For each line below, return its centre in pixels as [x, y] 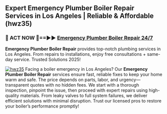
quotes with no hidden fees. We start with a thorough [84, 85]
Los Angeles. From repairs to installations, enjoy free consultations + [76, 54]
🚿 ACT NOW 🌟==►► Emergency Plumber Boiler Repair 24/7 [79, 38]
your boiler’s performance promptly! [42, 106]
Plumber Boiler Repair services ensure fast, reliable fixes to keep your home [84, 74]
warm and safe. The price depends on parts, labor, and [62, 80]
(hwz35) [19, 24]
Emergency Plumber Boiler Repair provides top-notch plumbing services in [83, 49]
